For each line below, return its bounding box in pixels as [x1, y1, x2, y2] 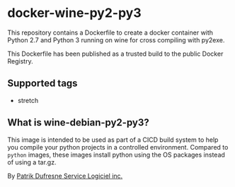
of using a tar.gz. [7, 157, 57, 167]
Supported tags [7, 78, 78, 90]
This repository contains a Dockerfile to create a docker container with [7, 28, 214, 37]
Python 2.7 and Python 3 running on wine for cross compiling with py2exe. [7, 35, 225, 44]
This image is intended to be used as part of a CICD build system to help [7, 135, 219, 144]
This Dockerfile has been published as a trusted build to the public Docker [7, 49, 224, 58]
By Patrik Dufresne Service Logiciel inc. [7, 171, 123, 180]
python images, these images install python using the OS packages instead [7, 150, 225, 159]
